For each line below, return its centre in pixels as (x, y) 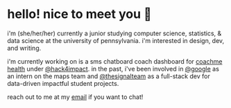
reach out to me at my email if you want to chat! (75, 97)
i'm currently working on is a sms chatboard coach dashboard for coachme (115, 61)
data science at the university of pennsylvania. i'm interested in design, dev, (116, 40)
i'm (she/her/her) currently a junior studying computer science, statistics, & (114, 33)
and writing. (24, 48)
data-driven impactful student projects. (63, 83)
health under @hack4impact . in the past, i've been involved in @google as (113, 69)
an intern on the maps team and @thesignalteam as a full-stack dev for (109, 76)
